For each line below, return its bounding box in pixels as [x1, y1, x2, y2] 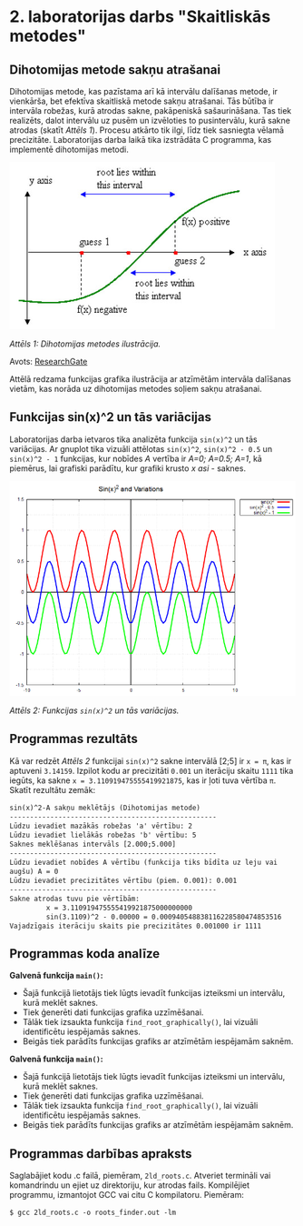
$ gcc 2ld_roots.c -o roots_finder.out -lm [9, 1208, 177, 1218]
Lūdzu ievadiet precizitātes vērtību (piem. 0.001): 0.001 [9, 876, 238, 885]
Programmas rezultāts [9, 731, 139, 747]
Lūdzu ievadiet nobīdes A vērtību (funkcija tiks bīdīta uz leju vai [9, 858, 279, 867]
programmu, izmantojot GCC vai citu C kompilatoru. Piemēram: [9, 1190, 245, 1201]
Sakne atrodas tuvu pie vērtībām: [9, 894, 141, 903]
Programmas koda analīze [9, 946, 161, 961]
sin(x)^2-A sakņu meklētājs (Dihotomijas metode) [9, 803, 201, 812]
